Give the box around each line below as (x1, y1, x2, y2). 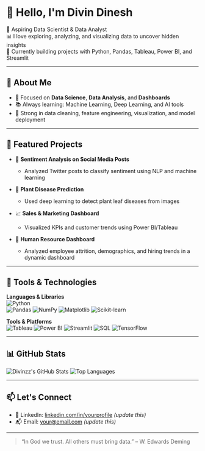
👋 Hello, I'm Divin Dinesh (6, 5, 133, 20)
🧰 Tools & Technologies (6, 277, 97, 287)
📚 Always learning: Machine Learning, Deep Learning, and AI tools (15, 101, 184, 108)
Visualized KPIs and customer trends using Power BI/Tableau (24, 224, 178, 231)
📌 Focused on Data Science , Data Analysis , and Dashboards (15, 94, 170, 101)
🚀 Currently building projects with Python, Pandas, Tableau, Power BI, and (6, 48, 192, 55)
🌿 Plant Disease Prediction (15, 185, 84, 193)
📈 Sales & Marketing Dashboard (15, 210, 99, 217)
